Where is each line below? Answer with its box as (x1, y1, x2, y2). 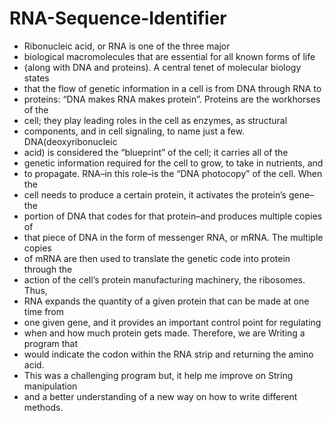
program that (23, 337, 79, 349)
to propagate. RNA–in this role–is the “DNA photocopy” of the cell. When (23, 167, 323, 179)
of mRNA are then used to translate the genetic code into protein (23, 252, 291, 264)
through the (23, 263, 73, 275)
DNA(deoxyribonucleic (23, 135, 118, 147)
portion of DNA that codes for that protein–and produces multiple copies (23, 210, 323, 222)
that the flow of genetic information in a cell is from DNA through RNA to (23, 82, 322, 94)
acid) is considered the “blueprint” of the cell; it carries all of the (23, 146, 289, 158)
